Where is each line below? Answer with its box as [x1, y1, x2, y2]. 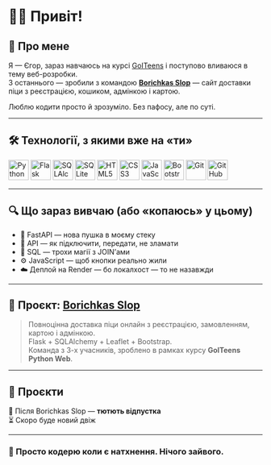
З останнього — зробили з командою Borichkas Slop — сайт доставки [8, 78, 252, 87]
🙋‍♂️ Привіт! [8, 7, 83, 26]
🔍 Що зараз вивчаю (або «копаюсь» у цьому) [8, 205, 253, 218]
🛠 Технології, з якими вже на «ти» [8, 134, 193, 147]
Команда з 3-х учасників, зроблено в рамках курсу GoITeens [27, 346, 240, 355]
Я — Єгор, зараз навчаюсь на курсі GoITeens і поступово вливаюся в [8, 60, 248, 70]
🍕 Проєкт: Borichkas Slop [8, 298, 141, 313]
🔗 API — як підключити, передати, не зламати [19, 238, 179, 248]
